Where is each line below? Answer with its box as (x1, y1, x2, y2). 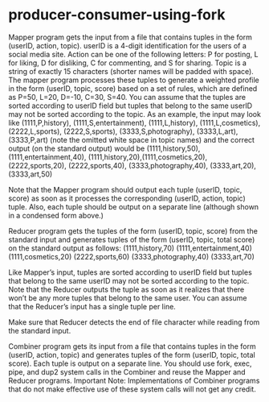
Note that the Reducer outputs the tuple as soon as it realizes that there (8, 284, 245, 294)
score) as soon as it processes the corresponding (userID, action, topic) (8, 193, 247, 203)
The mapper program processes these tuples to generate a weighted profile (8, 75, 259, 85)
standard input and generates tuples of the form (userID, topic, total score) (8, 234, 255, 244)
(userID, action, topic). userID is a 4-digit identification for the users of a (8, 40, 247, 50)
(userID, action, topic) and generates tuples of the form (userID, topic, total (8, 350, 255, 359)
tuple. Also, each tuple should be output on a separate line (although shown (8, 201, 259, 211)
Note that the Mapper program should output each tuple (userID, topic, (8, 184, 243, 194)
